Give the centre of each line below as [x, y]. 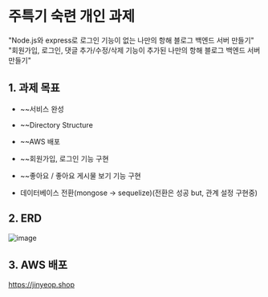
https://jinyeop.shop [41, 285]
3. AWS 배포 [38, 264]
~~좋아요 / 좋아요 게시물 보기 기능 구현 [81, 175]
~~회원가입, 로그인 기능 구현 [64, 158]
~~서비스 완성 [42, 108]
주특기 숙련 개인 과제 [71, 16]
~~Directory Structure [57, 124]
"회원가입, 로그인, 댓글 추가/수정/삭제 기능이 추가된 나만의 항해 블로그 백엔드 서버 [134, 50]
